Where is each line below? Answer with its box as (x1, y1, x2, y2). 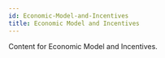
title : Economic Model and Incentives (8, 19, 140, 27)
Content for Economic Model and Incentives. (8, 41, 158, 51)
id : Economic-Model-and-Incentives (8, 11, 129, 20)
